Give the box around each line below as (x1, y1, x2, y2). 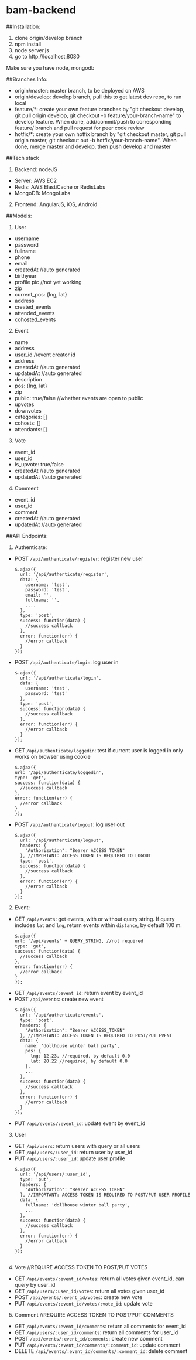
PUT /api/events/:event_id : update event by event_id (14, 1120, 146, 1127)
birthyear (14, 272, 37, 279)
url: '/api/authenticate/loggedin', (14, 769, 104, 775)
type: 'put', (20, 1176, 52, 1182)
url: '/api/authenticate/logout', (20, 837, 104, 843)
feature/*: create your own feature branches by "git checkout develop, (14, 105, 185, 113)
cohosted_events (14, 316, 56, 323)
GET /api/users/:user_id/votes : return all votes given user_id (14, 1287, 165, 1294)
